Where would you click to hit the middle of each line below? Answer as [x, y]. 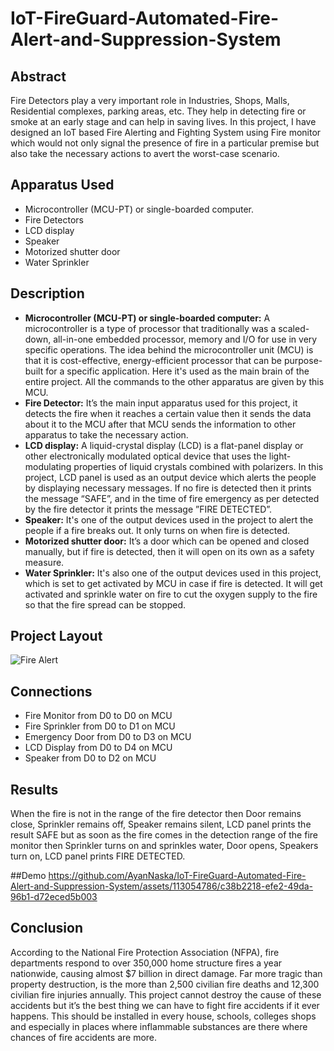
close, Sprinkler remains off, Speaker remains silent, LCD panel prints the [161, 824]
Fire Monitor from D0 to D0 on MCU [98, 716]
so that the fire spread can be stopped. [105, 604]
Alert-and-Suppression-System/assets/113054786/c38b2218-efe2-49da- [162, 886]
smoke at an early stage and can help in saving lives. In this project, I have [163, 121]
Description [47, 293]
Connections [51, 691]
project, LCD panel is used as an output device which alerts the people [170, 477]
